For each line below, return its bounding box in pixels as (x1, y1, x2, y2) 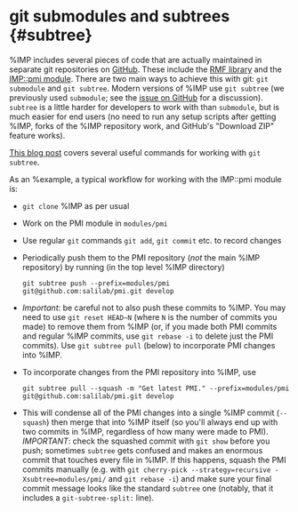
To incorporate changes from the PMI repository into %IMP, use (21, 366, 256, 377)
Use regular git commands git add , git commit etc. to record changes (21, 235, 282, 245)
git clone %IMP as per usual (21, 200, 130, 211)
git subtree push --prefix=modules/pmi (21, 278, 171, 288)
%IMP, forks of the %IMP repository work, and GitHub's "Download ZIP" (9, 120, 274, 131)
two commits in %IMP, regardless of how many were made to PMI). (21, 426, 269, 436)
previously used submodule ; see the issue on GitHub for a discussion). (9, 92, 264, 103)
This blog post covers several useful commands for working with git (9, 147, 261, 157)
